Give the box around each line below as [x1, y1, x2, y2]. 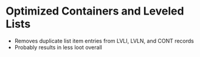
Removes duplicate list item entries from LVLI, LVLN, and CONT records [14, 37, 194, 44]
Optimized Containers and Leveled [5, 4, 184, 18]
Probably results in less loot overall [14, 44, 103, 51]
